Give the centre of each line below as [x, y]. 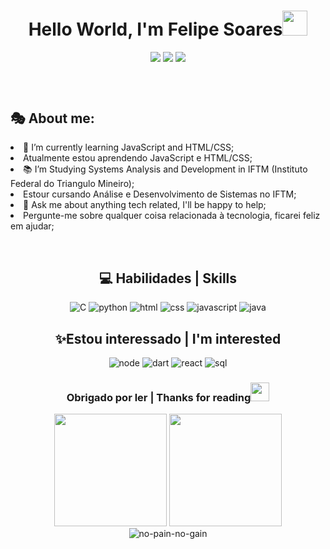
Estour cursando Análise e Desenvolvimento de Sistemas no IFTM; [160, 194]
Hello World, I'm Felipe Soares [155, 29]
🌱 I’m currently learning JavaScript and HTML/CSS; [129, 147]
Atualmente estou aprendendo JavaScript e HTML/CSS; [138, 158]
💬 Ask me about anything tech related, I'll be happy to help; [145, 205]
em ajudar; [32, 226]
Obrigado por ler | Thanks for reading [159, 397]
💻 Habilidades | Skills [168, 278]
